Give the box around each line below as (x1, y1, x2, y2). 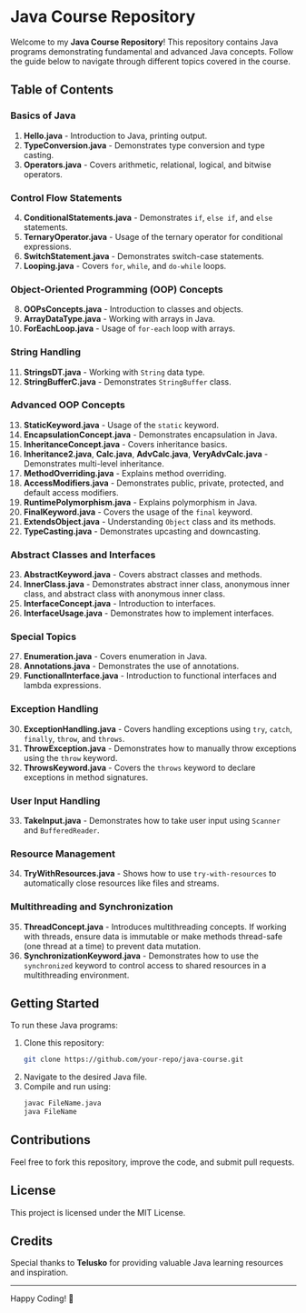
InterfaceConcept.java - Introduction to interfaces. (23, 598, 216, 609)
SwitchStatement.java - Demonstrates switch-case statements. (23, 250, 264, 261)
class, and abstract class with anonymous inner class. (23, 588, 226, 599)
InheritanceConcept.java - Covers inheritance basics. (23, 438, 228, 449)
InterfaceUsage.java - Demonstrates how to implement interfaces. (23, 607, 275, 619)
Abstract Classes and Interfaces (10, 548, 156, 561)
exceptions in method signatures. (23, 771, 149, 783)
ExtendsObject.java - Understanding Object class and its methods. (23, 516, 276, 526)
